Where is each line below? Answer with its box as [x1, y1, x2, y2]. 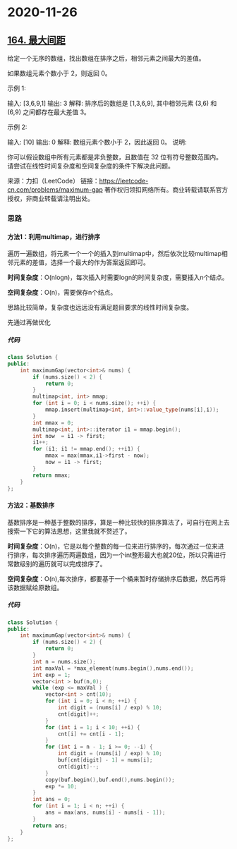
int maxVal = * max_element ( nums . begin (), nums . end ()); [32, 664, 194, 672]
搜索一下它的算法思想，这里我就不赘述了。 [7, 527, 131, 535]
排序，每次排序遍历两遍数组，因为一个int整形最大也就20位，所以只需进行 [13, 551, 226, 559]
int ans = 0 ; [32, 796, 71, 803]
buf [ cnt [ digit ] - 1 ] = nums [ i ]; [57, 757, 153, 764]
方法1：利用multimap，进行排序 [7, 232, 101, 240]
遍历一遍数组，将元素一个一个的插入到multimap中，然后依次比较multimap [7, 250, 222, 258]
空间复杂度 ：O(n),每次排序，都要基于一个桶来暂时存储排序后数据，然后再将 [7, 574, 226, 582]
